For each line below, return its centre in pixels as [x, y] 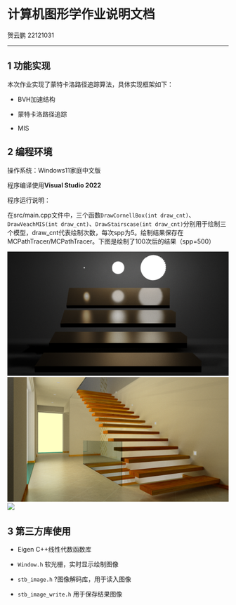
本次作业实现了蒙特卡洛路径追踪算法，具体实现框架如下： [90, 84]
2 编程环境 [30, 152]
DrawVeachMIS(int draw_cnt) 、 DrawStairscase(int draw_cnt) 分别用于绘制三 [117, 224]
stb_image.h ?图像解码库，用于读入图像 [74, 579]
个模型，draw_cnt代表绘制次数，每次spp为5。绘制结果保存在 [96, 232]
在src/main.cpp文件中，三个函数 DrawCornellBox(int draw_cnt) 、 [101, 215]
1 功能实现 [29, 66]
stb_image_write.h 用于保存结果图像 [70, 594]
